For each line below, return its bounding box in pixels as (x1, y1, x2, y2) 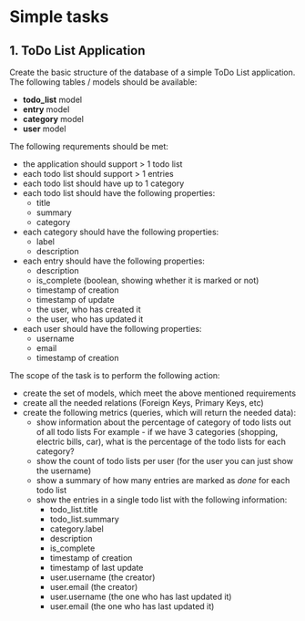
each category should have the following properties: (22, 226, 219, 237)
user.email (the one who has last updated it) (49, 601, 215, 612)
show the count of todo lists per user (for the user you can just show (36, 456, 294, 466)
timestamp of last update (49, 563, 144, 573)
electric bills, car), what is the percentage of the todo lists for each (36, 436, 287, 447)
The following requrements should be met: (9, 141, 168, 151)
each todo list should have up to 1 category (22, 178, 185, 189)
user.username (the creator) (49, 572, 156, 583)
